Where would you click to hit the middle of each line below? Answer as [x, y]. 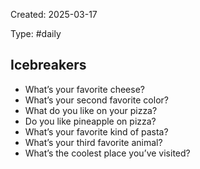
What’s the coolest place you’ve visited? [107, 153]
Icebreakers [48, 65]
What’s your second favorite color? [96, 100]
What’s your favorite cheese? [84, 89]
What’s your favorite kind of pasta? [96, 131]
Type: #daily [36, 33]
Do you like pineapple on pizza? [90, 121]
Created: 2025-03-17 [54, 14]
